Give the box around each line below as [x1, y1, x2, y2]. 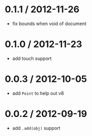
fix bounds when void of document [12, 20, 87, 27]
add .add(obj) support [12, 125, 61, 131]
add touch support [12, 55, 52, 61]
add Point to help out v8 [12, 90, 64, 96]
